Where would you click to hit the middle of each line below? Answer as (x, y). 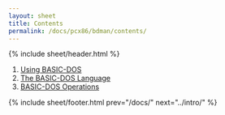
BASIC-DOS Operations (60, 87)
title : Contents (36, 23)
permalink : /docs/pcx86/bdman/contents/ (78, 31)
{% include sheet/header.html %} (64, 54)
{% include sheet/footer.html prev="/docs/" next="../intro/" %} (113, 103)
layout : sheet (32, 16)
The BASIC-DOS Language (65, 79)
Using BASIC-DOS (51, 70)
